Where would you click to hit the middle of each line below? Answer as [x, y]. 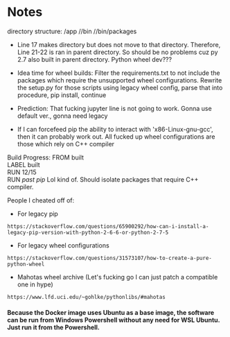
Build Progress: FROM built [46, 157]
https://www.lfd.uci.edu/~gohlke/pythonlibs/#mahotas [87, 297]
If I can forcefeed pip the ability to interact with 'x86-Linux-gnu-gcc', [115, 129]
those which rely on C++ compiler [66, 144]
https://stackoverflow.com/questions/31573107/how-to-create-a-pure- [110, 258]
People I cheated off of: [41, 200]
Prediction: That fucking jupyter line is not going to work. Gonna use [115, 108]
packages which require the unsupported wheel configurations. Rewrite [120, 80]
